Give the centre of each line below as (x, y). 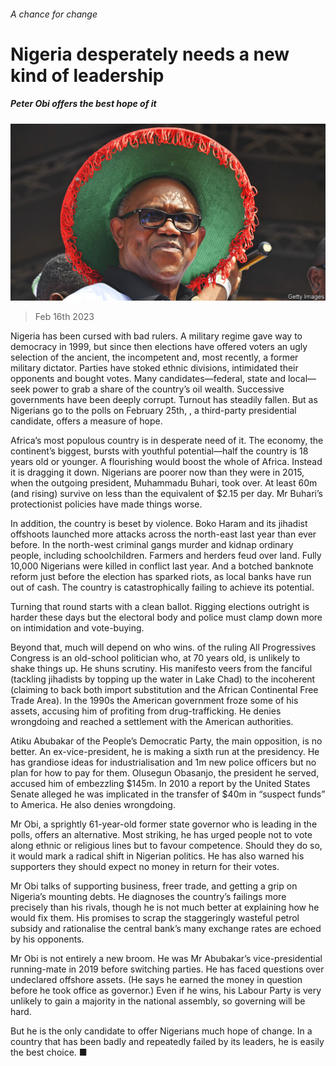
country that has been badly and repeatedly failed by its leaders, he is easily (167, 1042)
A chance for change (54, 14)
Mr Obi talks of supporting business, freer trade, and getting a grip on (154, 886)
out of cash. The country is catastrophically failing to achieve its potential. (162, 587)
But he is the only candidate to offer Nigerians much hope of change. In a (161, 1031)
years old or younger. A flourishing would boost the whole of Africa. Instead (166, 462)
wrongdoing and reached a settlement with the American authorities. (152, 722)
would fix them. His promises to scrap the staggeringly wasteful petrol (155, 918)
